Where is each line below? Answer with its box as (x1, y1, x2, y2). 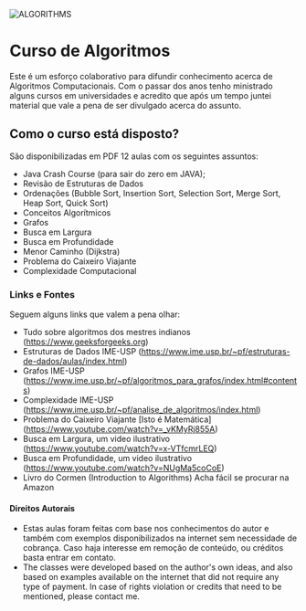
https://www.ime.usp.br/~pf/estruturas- (141, 346, 290, 357)
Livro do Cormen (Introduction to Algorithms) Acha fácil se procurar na (22, 472, 290, 483)
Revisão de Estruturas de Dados (22, 178, 144, 189)
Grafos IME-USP (22, 365, 85, 376)
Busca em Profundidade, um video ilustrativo (22, 453, 193, 464)
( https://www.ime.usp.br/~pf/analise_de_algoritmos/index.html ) (22, 405, 261, 416)
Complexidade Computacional (22, 265, 137, 276)
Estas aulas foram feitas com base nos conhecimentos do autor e (22, 523, 269, 534)
